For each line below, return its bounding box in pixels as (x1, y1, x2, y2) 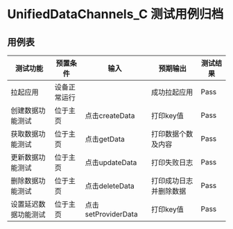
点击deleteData (85, 181, 135, 191)
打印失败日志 (151, 158, 193, 167)
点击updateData (85, 158, 137, 167)
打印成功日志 (151, 176, 193, 185)
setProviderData (85, 210, 138, 219)
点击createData (85, 111, 135, 120)
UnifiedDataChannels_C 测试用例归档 (7, 6, 224, 22)
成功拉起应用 (151, 87, 193, 97)
